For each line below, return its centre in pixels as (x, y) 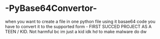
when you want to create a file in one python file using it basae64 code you (80, 21)
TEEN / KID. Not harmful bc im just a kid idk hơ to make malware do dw (76, 31)
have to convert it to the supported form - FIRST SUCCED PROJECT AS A (78, 26)
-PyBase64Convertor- (51, 8)
